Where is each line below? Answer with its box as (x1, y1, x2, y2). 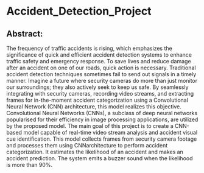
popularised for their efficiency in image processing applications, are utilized (6, 116, 199, 123)
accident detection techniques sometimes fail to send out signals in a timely (6, 71, 197, 77)
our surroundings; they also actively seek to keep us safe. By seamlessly (6, 83, 189, 91)
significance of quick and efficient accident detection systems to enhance (6, 51, 192, 58)
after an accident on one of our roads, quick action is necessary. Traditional (6, 64, 196, 71)
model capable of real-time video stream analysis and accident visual (23, 129, 198, 136)
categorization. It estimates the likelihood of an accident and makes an (6, 148, 184, 155)
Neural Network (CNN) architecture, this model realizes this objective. (6, 103, 181, 110)
